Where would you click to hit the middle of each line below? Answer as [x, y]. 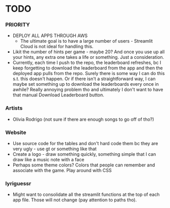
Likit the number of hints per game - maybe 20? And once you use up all [89, 52]
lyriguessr [18, 183]
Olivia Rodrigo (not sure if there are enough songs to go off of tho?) [83, 119]
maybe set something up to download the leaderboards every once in [86, 84]
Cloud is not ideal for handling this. [57, 47]
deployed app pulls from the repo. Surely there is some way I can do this [89, 74]
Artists [14, 108]
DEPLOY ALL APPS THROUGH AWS [50, 36]
